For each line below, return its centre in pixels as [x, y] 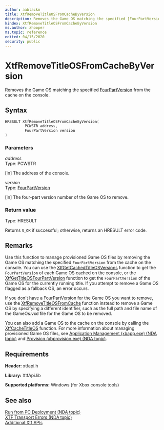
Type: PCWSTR [20, 164]
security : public [23, 42]
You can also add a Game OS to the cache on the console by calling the [77, 323]
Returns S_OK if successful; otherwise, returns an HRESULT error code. [76, 230]
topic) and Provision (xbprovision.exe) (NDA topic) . [56, 339]
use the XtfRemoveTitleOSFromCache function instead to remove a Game [79, 303]
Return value [20, 210]
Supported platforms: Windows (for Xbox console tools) [62, 385]
